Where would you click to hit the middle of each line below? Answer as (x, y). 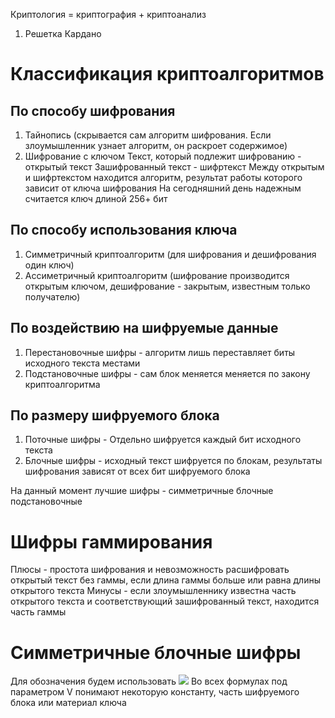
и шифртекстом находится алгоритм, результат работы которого (163, 177)
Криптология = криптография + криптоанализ (108, 14)
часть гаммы (38, 612)
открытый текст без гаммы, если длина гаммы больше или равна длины (165, 580)
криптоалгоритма (62, 384)
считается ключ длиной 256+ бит (96, 198)
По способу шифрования (93, 110)
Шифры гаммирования (111, 541)
